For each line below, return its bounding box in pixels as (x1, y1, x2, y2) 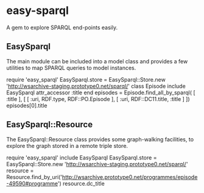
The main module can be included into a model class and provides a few (6, 57, 188, 65)
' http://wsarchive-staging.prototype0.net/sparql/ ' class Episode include (6, 82, 186, 89)
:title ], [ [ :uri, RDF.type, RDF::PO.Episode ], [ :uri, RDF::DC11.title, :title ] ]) (6, 95, 190, 102)
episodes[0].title (6, 102, 47, 109)
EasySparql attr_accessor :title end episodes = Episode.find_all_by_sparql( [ (6, 89, 196, 96)
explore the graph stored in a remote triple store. (6, 142, 128, 149)
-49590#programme (6, 180, 58, 187)
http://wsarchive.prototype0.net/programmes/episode (62, 173, 198, 180)
